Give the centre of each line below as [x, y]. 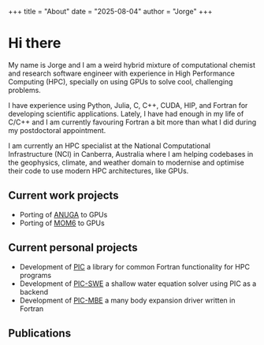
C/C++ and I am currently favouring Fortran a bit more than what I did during [132, 122]
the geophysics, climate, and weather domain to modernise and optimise [126, 162]
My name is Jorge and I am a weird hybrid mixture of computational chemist [132, 65]
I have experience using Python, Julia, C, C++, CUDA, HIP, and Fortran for [128, 105]
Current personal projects [73, 248]
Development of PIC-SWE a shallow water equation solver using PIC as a [138, 284]
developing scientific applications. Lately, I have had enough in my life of [126, 113]
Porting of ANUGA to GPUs [63, 214]
